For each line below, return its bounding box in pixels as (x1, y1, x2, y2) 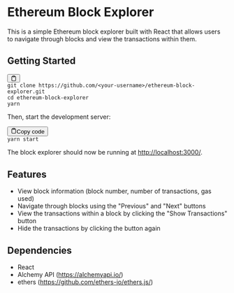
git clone (7, 82, 36, 90)
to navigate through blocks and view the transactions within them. (7, 34, 197, 43)
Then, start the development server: (7, 113, 111, 121)
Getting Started (7, 55, 76, 67)
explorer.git (7, 88, 45, 95)
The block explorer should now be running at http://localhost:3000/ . (7, 148, 203, 157)
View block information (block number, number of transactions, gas (17, 187, 212, 196)
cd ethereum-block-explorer (7, 94, 89, 101)
